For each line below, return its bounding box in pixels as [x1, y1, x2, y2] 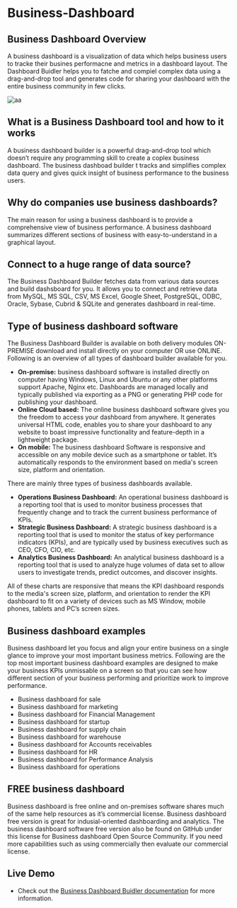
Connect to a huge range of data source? [7, 258, 191, 270]
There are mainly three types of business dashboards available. [7, 479, 193, 488]
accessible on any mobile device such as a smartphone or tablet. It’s [17, 451, 217, 459]
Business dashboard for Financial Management [17, 710, 156, 719]
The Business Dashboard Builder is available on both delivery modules [7, 339, 213, 347]
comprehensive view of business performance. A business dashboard [7, 223, 212, 231]
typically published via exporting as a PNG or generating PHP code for [17, 391, 223, 399]
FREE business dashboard [7, 783, 125, 795]
